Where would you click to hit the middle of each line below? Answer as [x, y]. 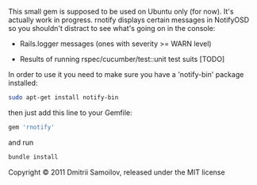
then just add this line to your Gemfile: [70, 112]
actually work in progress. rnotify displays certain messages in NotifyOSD [129, 20]
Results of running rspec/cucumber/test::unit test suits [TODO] [122, 59]
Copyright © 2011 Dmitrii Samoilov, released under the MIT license [117, 172]
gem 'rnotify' [32, 127]
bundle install [33, 157]
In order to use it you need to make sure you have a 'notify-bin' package [126, 74]
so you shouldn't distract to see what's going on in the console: [112, 28]
